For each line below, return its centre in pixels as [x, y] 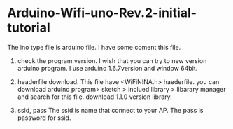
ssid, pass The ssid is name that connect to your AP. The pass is [110, 110]
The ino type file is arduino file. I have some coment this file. [94, 47]
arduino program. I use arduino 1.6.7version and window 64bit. [107, 68]
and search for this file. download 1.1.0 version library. [95, 97]
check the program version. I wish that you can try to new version [112, 60]
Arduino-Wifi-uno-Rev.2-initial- [102, 13]
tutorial [29, 28]
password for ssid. [44, 118]
